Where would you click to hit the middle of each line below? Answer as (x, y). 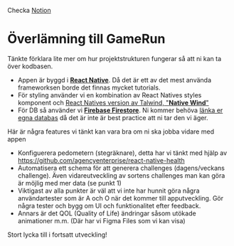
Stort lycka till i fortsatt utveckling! (58, 235)
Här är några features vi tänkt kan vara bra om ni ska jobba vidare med (111, 132)
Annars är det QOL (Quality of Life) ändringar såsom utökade (107, 213)
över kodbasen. (30, 66)
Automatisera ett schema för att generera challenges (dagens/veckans (121, 168)
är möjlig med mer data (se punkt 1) (70, 183)
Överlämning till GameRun (86, 39)
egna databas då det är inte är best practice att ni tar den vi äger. (113, 117)
